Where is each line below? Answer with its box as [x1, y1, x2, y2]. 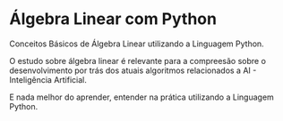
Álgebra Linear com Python [9, 9, 218, 29]
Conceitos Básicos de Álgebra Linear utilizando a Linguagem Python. [9, 38, 264, 49]
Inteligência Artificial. [9, 74, 87, 85]
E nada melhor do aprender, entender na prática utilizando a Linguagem [9, 92, 275, 102]
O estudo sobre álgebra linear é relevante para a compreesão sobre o [9, 55, 267, 66]
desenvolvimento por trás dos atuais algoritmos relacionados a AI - [9, 65, 257, 76]
